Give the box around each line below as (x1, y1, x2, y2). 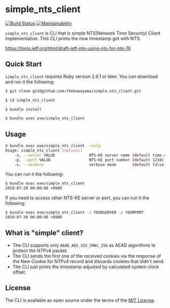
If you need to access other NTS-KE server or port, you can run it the (5, 195, 149, 201)
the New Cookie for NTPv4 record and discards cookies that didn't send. (12, 258, 165, 264)
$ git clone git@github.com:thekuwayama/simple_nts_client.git (5, 89, 142, 94)
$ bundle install (5, 107, 42, 112)
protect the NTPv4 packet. (12, 247, 68, 253)
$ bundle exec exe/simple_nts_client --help (5, 143, 101, 149)
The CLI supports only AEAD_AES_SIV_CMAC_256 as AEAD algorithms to (12, 242, 156, 248)
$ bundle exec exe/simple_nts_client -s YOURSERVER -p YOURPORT (5, 210, 144, 215)
